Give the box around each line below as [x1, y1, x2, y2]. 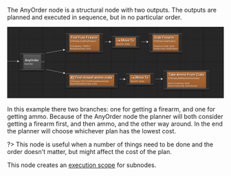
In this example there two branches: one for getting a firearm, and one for [7, 105, 215, 113]
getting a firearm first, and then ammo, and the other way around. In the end [7, 120, 223, 128]
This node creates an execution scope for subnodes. [7, 161, 157, 169]
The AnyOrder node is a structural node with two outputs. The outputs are [7, 6, 217, 14]
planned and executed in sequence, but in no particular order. [7, 13, 182, 21]
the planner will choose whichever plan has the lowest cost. [7, 127, 177, 135]
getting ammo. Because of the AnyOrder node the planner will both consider [7, 113, 223, 121]
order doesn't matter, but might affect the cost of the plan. [7, 148, 172, 156]
